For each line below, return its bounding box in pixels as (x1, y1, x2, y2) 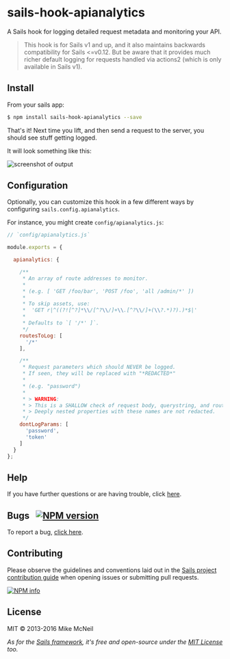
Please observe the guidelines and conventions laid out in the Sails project (7, 566, 217, 574)
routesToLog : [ (19, 332, 63, 339)
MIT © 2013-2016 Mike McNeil (7, 624, 94, 632)
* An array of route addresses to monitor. (22, 275, 149, 282)
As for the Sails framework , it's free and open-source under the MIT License (7, 638, 223, 646)
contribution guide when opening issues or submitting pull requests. (7, 573, 199, 581)
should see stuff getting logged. (7, 133, 97, 142)
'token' (25, 433, 48, 441)
